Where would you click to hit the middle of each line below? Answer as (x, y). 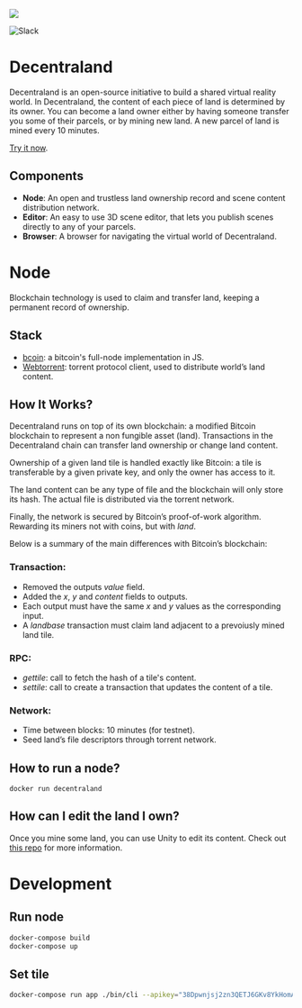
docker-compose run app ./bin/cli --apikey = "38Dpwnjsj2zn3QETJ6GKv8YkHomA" (154, 995)
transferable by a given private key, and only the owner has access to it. (142, 472)
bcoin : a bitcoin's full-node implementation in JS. (113, 357)
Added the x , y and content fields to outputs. (105, 596)
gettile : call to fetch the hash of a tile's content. (109, 677)
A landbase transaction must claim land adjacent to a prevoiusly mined (153, 625)
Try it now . (29, 148)
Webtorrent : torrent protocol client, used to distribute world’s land (143, 367)
